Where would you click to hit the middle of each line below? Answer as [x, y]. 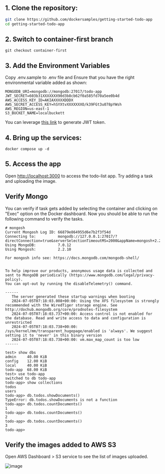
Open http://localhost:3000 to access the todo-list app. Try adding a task [79, 176]
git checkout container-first [36, 51]
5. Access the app [33, 164]
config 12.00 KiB [26, 361]
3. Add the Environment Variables [57, 66]
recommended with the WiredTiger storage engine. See [61, 305]
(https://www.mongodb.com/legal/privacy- [111, 275]
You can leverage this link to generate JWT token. [55, 122]
